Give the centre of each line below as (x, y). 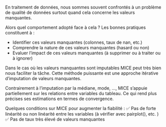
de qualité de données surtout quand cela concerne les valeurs (70, 12)
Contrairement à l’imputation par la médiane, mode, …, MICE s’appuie (76, 88)
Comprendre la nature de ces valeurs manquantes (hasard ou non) (81, 48)
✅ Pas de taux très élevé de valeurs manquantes (55, 119)
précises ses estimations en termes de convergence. (59, 99)
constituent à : (20, 33)
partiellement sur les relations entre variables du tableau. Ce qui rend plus (81, 93)
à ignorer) (22, 58)
